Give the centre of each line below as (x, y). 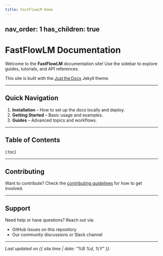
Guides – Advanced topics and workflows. (54, 120)
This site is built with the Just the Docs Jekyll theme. (57, 78)
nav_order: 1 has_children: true (52, 29)
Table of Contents (33, 140)
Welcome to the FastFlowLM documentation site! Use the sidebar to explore (81, 63)
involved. (14, 188)
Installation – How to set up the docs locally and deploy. (68, 110)
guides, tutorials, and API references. (42, 69)
